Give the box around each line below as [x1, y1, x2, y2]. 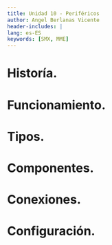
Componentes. [7, 160, 94, 176]
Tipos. [7, 128, 45, 144]
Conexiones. [7, 192, 81, 208]
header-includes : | [7, 23, 63, 30]
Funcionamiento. [7, 97, 107, 112]
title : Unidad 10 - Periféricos [7, 10, 100, 17]
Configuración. [7, 224, 96, 239]
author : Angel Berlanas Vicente [7, 17, 100, 23]
